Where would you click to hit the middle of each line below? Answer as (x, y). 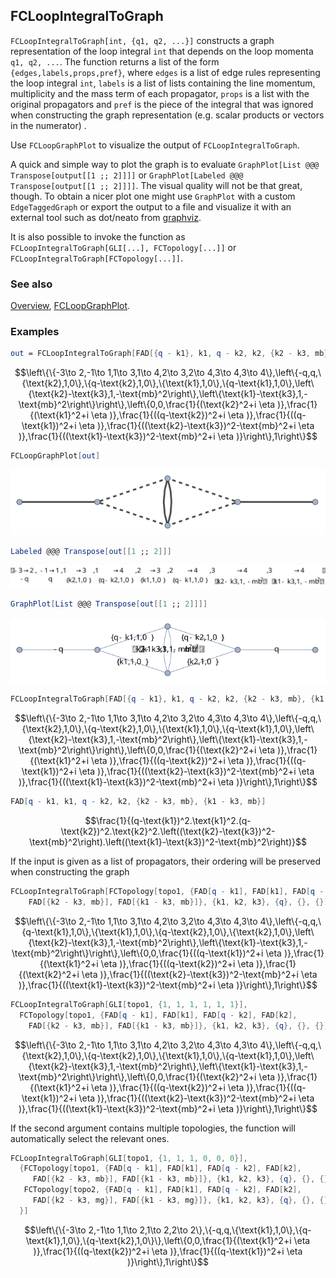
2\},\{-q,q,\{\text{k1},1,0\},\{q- (250, 1230)
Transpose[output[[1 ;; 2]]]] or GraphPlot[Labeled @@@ (127, 175)
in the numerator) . (48, 125)
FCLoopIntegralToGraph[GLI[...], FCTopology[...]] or (123, 247)
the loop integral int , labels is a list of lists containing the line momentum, (163, 83)
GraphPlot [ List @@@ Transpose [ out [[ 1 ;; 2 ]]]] (109, 604)
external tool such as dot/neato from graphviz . (106, 217)
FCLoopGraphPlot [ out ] (55, 456)
